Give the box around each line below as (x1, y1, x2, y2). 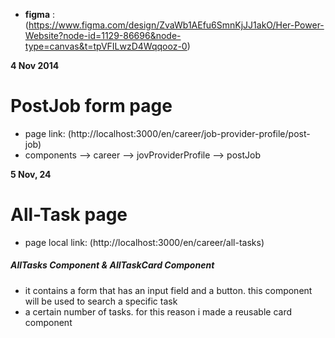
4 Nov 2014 (10, 60, 60, 71)
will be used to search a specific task (24, 295, 178, 307)
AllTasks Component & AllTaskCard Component (10, 259, 215, 271)
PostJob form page (10, 95, 173, 118)
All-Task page (10, 204, 128, 226)
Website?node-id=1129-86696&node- (24, 30, 182, 41)
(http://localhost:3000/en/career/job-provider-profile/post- (67, 127, 311, 139)
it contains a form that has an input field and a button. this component (24, 284, 313, 296)
